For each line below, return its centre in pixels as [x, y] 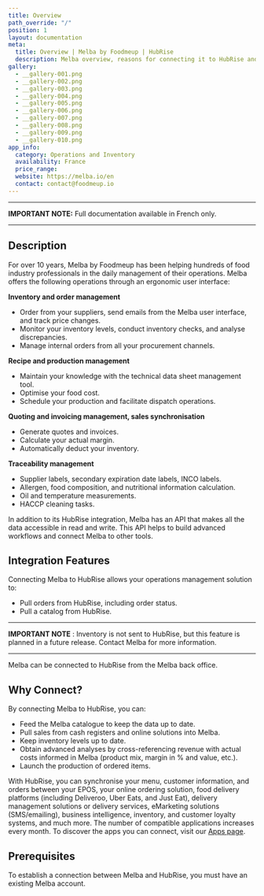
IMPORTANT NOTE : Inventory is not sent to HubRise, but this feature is [124, 634]
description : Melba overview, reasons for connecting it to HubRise [130, 60]
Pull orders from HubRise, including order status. [99, 603]
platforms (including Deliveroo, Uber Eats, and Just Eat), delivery [113, 798]
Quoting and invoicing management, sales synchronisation [106, 416]
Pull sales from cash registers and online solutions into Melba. [120, 732]
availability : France [51, 162]
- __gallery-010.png [49, 140]
